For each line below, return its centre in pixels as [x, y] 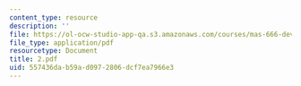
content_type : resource [54, 17]
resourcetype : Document [54, 51]
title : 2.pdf [34, 59]
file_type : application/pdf [62, 43]
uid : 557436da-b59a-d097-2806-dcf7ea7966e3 [92, 68]
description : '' [39, 26]
